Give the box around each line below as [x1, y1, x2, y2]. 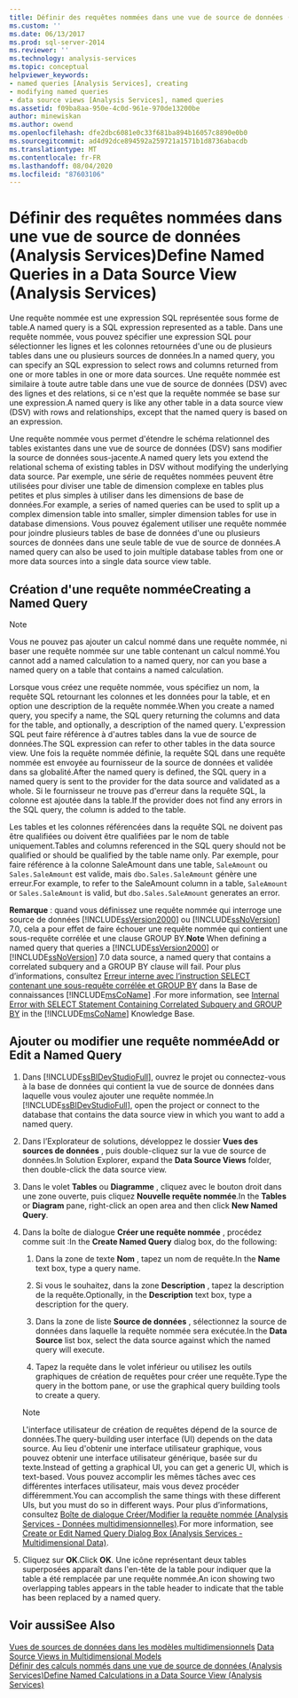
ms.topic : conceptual [9, 63, 90, 72]
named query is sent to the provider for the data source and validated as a [9, 776, 281, 786]
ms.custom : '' [9, 21, 62, 30]
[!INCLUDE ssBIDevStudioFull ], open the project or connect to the [21, 1099, 260, 1110]
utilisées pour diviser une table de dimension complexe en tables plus [9, 481, 264, 491]
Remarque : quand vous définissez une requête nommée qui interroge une [9, 905, 282, 915]
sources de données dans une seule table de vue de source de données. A [9, 538, 281, 548]
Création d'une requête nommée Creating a [9, 582, 251, 597]
